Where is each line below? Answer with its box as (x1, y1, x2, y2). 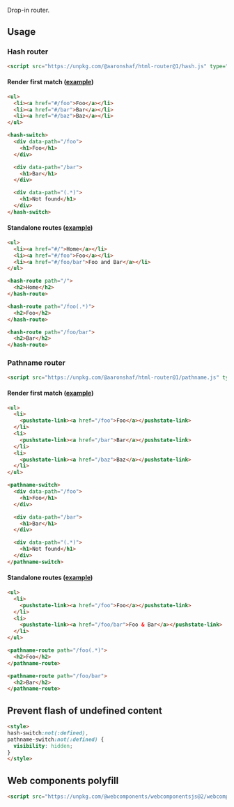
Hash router (7, 47, 49, 56)
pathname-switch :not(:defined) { (7, 736, 104, 743)
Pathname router (7, 358, 66, 368)
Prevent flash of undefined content (7, 705, 162, 716)
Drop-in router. (7, 6, 50, 14)
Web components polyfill (7, 774, 119, 786)
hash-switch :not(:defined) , (7, 729, 89, 737)
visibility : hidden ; (13, 742, 73, 749)
